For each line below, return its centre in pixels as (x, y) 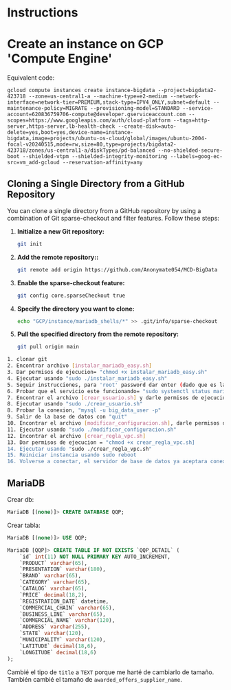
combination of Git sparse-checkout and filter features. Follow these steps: (113, 218)
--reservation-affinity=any (102, 163)
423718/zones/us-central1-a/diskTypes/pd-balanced (81, 151)
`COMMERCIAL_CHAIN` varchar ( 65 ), (67, 608)
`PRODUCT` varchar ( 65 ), (54, 563)
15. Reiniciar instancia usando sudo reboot (72, 455)
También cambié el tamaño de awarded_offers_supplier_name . (95, 679)
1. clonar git (27, 359)
